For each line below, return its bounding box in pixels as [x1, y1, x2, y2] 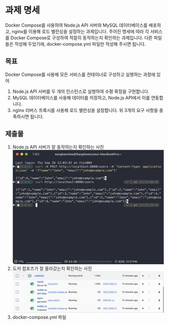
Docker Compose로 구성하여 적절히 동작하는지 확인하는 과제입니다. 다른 [10, 35, 153, 41]
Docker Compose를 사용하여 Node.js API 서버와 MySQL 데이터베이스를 [5, 22, 148, 28]
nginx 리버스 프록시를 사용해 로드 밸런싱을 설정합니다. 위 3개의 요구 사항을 [12, 107, 158, 113]
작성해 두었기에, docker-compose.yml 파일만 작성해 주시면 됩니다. [14, 41, 146, 47]
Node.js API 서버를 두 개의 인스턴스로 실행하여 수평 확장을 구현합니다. [12, 88, 150, 94]
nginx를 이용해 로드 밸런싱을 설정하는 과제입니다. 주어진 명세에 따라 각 [12, 28, 149, 34]
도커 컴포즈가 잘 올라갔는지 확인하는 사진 [12, 266, 92, 272]
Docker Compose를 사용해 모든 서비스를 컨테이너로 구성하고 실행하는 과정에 [5, 71, 156, 77]
